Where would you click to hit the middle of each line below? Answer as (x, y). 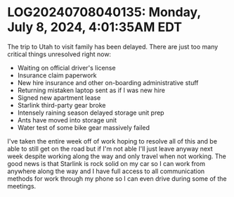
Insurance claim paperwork (57, 75)
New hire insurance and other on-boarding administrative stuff (108, 82)
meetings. (22, 186)
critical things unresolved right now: (59, 54)
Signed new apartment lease (59, 97)
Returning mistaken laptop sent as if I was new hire (91, 90)
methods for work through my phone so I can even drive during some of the (117, 178)
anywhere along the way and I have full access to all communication (106, 171)
